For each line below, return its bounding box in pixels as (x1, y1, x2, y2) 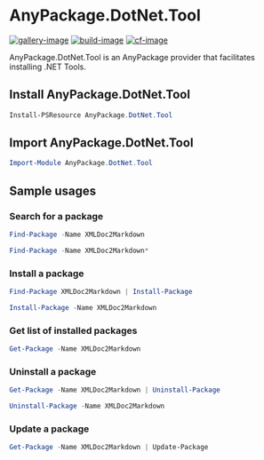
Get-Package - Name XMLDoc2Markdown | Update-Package (9, 443, 209, 452)
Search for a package (9, 210, 104, 222)
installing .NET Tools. (9, 61, 87, 72)
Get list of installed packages (9, 324, 138, 337)
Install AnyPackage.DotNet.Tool (9, 87, 191, 102)
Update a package (9, 423, 90, 435)
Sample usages (9, 183, 97, 198)
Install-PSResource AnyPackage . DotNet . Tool (9, 110, 173, 120)
